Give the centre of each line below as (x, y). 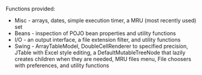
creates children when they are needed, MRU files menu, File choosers (103, 59)
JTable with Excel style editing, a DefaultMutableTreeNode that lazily (100, 53)
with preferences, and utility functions (62, 65)
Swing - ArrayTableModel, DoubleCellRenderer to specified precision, (101, 46)
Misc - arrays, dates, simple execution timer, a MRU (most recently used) (105, 20)
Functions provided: (31, 9)
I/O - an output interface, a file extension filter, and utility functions (97, 40)
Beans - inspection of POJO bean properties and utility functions (95, 33)
